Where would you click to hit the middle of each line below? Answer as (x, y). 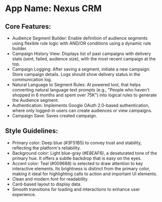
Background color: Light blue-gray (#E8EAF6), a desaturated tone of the (84, 153)
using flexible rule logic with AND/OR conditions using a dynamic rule (81, 43)
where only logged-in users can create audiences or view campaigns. (82, 110)
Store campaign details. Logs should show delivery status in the (76, 74)
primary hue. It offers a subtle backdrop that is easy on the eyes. (77, 158)
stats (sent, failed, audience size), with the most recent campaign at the (84, 59)
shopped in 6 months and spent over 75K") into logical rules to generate (84, 95)
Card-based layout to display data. (47, 184)
